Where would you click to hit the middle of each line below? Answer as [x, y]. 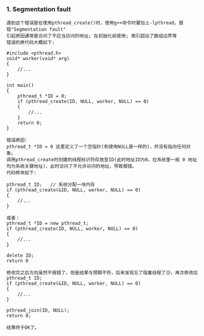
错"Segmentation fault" [36, 29]
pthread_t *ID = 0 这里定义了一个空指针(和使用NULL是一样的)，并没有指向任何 [96, 147]
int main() [20, 86]
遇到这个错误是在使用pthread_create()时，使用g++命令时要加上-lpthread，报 [95, 23]
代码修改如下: [21, 173]
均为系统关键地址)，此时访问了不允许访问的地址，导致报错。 [72, 166]
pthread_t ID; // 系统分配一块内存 [51, 185]
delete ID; [20, 256]
